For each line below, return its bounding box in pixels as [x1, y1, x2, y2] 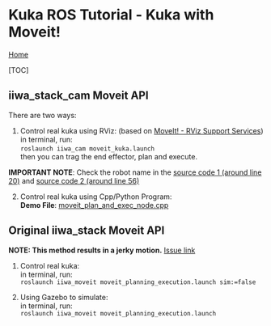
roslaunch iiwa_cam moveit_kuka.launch [19, 144, 155, 153]
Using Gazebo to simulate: [19, 292, 108, 302]
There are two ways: [8, 110, 77, 120]
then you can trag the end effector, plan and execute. [19, 151, 198, 161]
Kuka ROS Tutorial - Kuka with [8, 6, 214, 24]
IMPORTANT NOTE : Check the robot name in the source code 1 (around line [8, 167, 262, 177]
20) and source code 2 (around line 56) [8, 176, 140, 185]
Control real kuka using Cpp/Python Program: [19, 192, 172, 201]
